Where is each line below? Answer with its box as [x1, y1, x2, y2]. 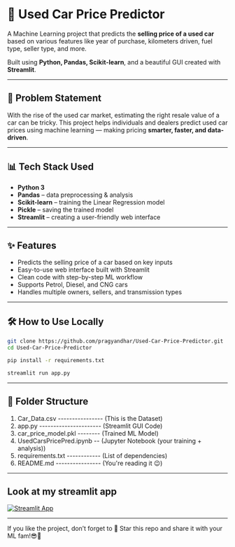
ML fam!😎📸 [7, 532, 42, 540]
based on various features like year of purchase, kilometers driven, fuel [7, 36, 213, 45]
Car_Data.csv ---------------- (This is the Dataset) [17, 414, 163, 422]
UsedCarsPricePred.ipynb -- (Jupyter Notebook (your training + [17, 436, 202, 445]
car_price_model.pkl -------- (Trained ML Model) [17, 429, 159, 437]
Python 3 [17, 183, 45, 191]
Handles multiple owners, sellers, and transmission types [17, 288, 183, 296]
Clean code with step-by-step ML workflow [17, 273, 143, 282]
